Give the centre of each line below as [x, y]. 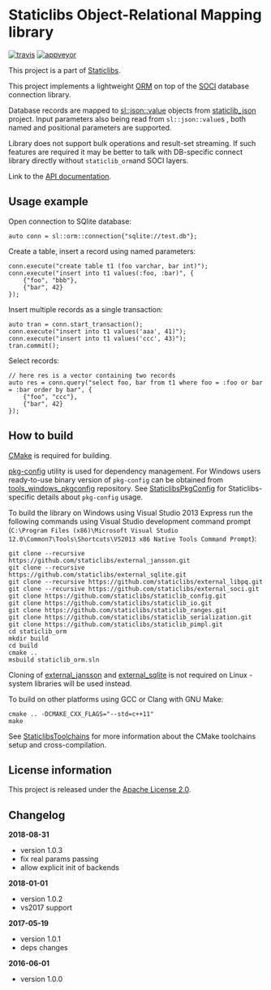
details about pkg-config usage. [90, 497]
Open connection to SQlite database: [70, 221]
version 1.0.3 [41, 851]
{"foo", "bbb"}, [51, 280]
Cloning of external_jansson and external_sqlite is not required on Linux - [131, 675]
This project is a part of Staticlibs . [65, 70]
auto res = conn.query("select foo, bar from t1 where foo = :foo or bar [136, 383]
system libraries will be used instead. [70, 684]
